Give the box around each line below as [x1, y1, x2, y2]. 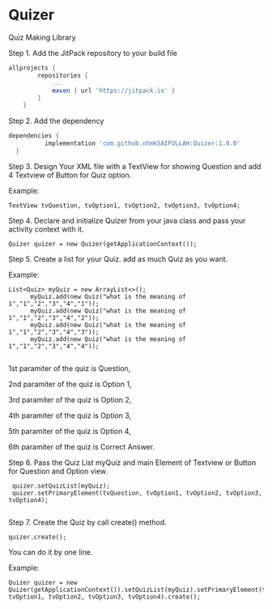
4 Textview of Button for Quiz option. [8, 170, 132, 180]
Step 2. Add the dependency [8, 116, 104, 126]
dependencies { [8, 132, 60, 140]
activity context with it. [8, 224, 84, 234]
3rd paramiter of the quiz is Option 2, [8, 394, 132, 404]
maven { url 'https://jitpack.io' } [51, 87, 176, 95]
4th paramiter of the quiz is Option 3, [8, 411, 132, 420]
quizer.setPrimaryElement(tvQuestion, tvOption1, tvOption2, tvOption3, [11, 488, 263, 497]
